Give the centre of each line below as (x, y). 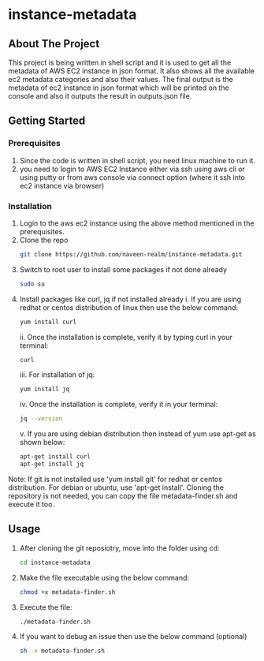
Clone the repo (44, 240)
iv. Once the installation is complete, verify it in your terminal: (119, 405)
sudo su (32, 284)
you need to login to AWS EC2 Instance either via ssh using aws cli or (132, 169)
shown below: (42, 443)
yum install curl (48, 322)
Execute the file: (46, 607)
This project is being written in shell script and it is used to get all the (120, 62)
